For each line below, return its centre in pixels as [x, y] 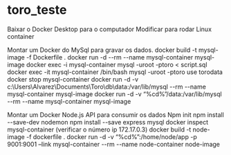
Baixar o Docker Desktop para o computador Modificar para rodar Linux [110, 29]
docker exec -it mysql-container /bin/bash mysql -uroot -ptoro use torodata [115, 72]
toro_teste [37, 10]
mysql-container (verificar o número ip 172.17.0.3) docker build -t [99, 129]
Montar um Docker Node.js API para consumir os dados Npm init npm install [116, 115]
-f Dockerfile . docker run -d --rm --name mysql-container [110, 57]
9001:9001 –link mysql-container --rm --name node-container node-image [113, 144]
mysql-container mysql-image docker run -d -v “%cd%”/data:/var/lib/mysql [115, 94]
